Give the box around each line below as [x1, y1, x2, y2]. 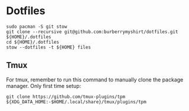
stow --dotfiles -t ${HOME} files [6, 44, 92, 50]
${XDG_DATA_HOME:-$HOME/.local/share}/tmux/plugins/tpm [6, 99, 146, 105]
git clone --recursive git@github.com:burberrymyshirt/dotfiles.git [6, 28, 178, 35]
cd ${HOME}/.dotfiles [6, 39, 60, 45]
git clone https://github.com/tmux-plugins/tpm [6, 93, 126, 100]
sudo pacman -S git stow [6, 24, 67, 30]
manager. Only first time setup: [6, 82, 82, 89]
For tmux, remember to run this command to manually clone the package [6, 76, 184, 83]
